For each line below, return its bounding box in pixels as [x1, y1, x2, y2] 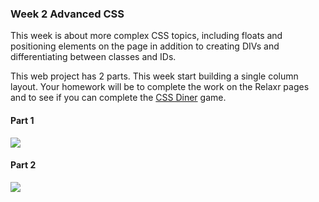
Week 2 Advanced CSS [10, 7, 125, 21]
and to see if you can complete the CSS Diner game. [10, 92, 227, 104]
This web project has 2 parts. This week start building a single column [10, 70, 299, 82]
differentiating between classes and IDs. [10, 51, 177, 63]
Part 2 [10, 159, 37, 171]
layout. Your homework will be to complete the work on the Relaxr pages [10, 81, 310, 93]
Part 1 [10, 114, 35, 126]
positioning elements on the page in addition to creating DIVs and [10, 40, 280, 52]
